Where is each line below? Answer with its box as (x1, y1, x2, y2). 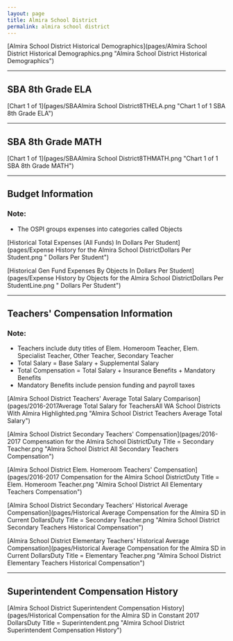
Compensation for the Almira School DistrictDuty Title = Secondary (21, 438, 214, 446)
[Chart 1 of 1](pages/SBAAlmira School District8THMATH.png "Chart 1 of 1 (7, 154, 218, 162)
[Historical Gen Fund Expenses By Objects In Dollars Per (7, 266, 169, 275)
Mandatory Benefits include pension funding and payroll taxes (17, 381, 196, 389)
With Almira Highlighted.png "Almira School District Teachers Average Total (7, 409, 223, 418)
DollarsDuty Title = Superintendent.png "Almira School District (7, 619, 185, 627)
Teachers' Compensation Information (7, 308, 173, 320)
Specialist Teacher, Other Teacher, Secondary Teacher (17, 352, 174, 360)
